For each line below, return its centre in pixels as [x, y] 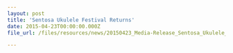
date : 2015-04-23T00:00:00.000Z [54, 26]
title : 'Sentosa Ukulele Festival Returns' [71, 20]
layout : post [26, 13]
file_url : [21, 33]
